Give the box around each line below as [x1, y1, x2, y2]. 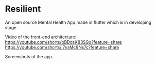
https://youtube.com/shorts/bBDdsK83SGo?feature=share [5, 39, 122, 45]
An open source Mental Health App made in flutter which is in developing [5, 19, 152, 25]
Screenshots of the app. [5, 53, 53, 59]
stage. [5, 24, 18, 30]
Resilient [5, 3, 41, 15]
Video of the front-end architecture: [5, 34, 77, 40]
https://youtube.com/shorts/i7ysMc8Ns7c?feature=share [5, 44, 119, 50]
